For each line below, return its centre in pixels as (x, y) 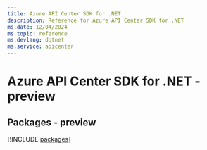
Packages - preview (52, 122)
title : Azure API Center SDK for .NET (64, 14)
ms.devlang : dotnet (36, 40)
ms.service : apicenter (40, 46)
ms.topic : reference (38, 33)
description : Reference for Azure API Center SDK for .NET (96, 20)
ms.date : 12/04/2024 (38, 27)
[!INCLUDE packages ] (39, 139)
